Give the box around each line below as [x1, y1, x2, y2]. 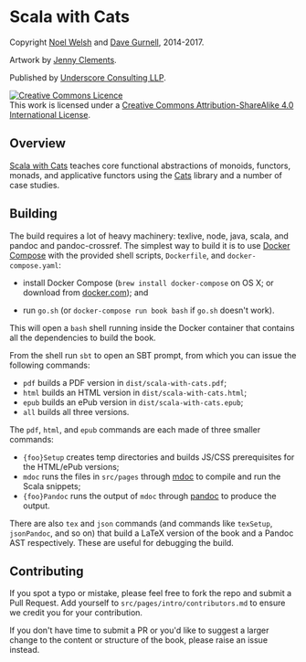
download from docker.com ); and [22, 286, 149, 298]
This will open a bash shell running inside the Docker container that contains [9, 322, 295, 333]
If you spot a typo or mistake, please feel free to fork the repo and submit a [9, 588, 292, 599]
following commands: [9, 359, 90, 370]
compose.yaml [9, 261, 59, 271]
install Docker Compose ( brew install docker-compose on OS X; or [22, 277, 274, 288]
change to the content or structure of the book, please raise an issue [9, 635, 268, 646]
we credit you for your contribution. [9, 607, 143, 618]
